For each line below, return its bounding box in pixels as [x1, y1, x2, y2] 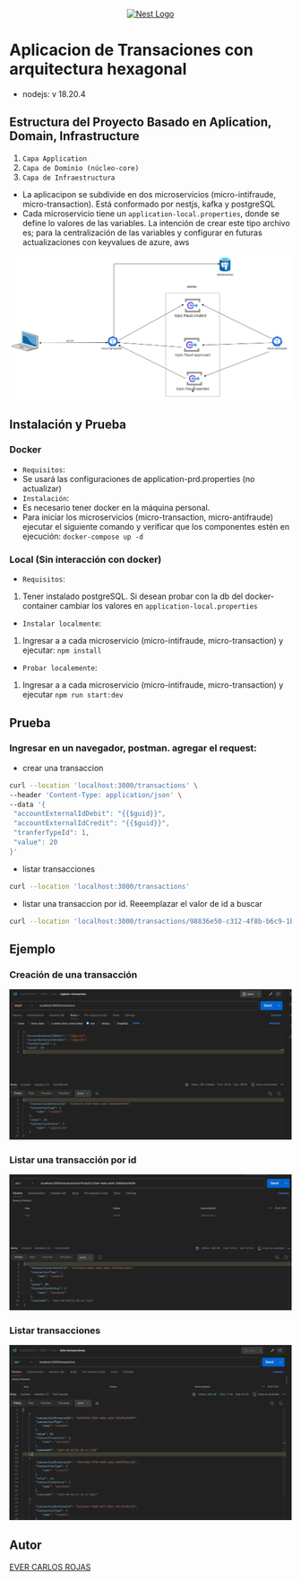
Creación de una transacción [9, 968, 138, 980]
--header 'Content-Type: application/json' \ [9, 790, 182, 799]
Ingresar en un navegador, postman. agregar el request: [9, 742, 257, 754]
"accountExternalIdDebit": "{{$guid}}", [13, 809, 167, 819]
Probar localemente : [21, 663, 98, 673]
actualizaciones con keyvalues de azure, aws [21, 236, 190, 247]
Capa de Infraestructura [21, 173, 116, 182]
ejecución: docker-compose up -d [21, 531, 144, 541]
